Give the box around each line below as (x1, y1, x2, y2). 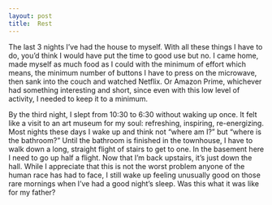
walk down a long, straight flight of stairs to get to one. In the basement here (8, 144, 265, 154)
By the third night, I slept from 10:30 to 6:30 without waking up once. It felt (8, 109, 257, 119)
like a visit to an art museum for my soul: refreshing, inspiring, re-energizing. (8, 118, 264, 128)
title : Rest (8, 20, 53, 28)
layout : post (8, 11, 53, 20)
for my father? (8, 187, 56, 197)
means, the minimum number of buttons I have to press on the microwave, (8, 68, 257, 77)
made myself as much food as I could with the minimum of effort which (8, 59, 246, 69)
